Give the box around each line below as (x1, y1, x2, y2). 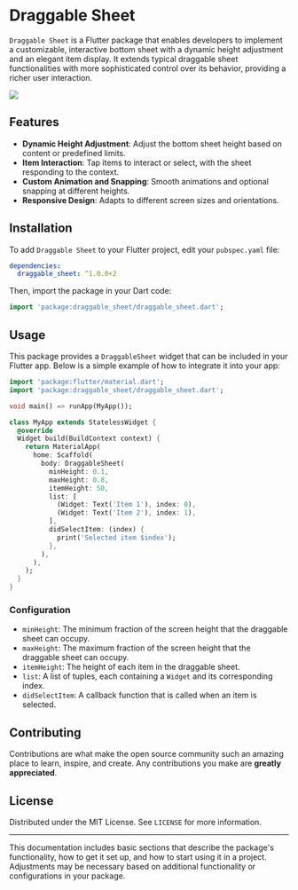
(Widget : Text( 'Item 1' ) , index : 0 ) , (56, 500, 197, 509)
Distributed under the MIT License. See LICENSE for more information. (9, 816, 262, 827)
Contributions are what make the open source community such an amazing (9, 749, 284, 760)
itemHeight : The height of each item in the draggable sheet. (21, 662, 241, 673)
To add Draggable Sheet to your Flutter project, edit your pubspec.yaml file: (9, 244, 280, 255)
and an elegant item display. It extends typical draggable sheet (9, 53, 239, 64)
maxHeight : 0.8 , (48, 476, 109, 484)
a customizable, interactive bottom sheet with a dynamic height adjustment (9, 43, 284, 54)
